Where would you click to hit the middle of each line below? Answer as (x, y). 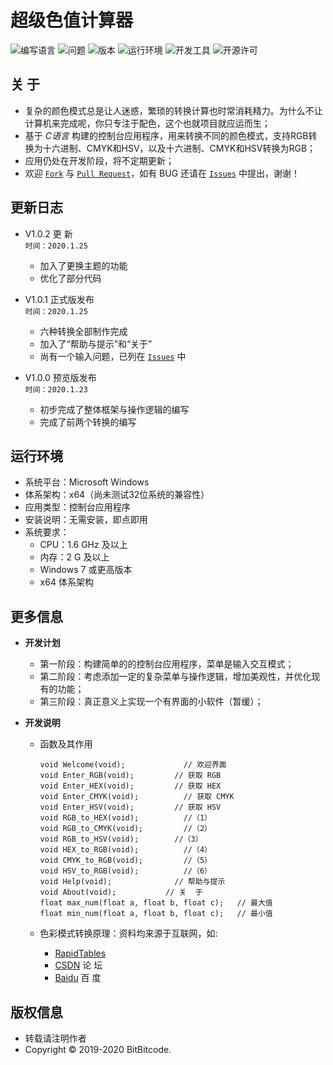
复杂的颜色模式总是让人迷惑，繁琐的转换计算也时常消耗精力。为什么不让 (173, 110)
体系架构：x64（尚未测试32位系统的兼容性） (117, 495)
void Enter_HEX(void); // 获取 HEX (130, 786)
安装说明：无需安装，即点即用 (86, 520)
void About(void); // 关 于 (121, 892)
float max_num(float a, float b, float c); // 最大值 (156, 903)
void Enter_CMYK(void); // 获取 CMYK (137, 797)
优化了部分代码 (70, 278)
